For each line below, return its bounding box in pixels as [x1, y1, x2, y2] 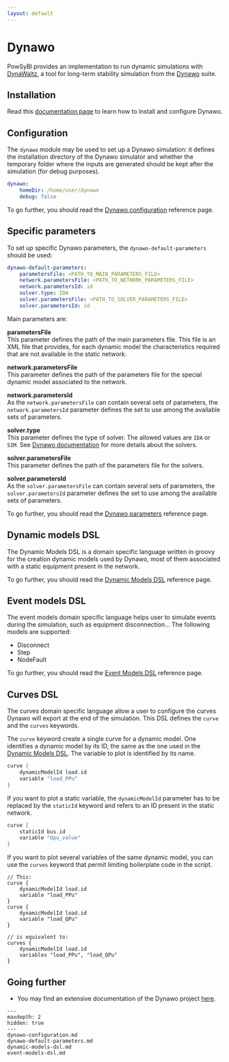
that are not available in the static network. [7, 350, 127, 358]
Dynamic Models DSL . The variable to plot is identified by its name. [7, 749, 196, 757]
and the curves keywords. [7, 722, 80, 730]
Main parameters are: [7, 314, 68, 323]
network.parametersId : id [19, 283, 94, 290]
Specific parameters [7, 225, 96, 237]
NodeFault [16, 655, 46, 664]
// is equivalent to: [7, 934, 69, 941]
